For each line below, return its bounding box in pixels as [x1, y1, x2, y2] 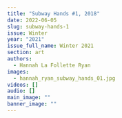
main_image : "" [7, 94, 51, 101]
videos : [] [7, 81, 39, 88]
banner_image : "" [7, 101, 57, 108]
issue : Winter [7, 29, 48, 37]
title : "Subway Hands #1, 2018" [7, 10, 100, 17]
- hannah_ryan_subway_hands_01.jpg [13, 74, 116, 82]
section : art [7, 49, 45, 56]
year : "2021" [7, 36, 45, 43]
